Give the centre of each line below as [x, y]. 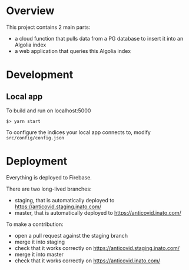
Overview [30, 11]
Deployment [37, 161]
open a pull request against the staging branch [71, 235]
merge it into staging [40, 242]
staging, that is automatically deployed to [64, 200]
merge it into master [39, 254]
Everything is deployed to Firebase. [49, 177]
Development [40, 75]
